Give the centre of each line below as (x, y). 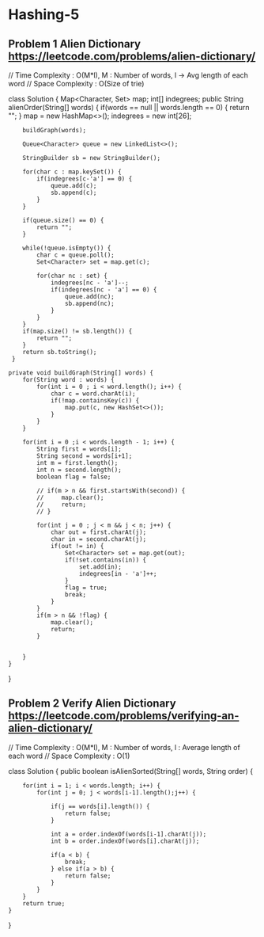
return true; (44, 903)
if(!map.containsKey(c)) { (95, 401)
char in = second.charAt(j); (98, 539)
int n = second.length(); (79, 470)
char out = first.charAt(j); (98, 532)
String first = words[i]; (79, 449)
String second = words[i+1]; (85, 456)
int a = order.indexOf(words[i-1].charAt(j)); (128, 834)
